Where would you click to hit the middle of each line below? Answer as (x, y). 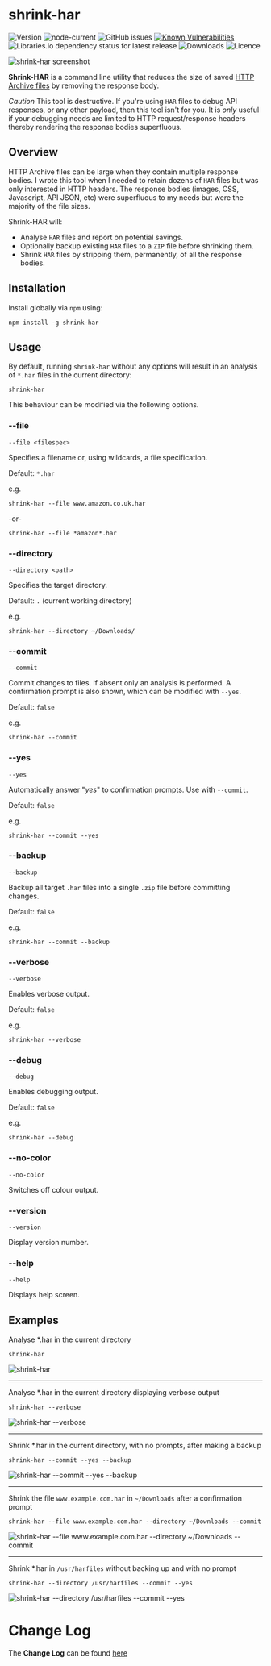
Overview (33, 152)
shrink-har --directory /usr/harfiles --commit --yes (101, 1583)
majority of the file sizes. (49, 206)
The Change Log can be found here (68, 1653)
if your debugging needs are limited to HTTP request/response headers (127, 118)
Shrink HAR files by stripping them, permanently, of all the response (131, 254)
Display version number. (48, 1243)
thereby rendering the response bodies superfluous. (95, 127)
